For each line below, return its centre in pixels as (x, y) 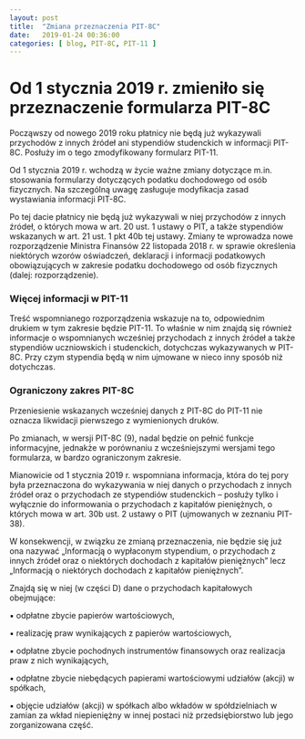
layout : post (34, 18)
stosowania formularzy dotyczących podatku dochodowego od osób (138, 180)
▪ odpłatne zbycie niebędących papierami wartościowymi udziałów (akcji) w (152, 678)
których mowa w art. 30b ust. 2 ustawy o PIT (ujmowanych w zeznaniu (142, 514)
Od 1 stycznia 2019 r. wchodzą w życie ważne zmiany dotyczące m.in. (141, 171)
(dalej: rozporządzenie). (54, 276)
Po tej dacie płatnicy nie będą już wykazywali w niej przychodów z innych (148, 217)
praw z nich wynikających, (59, 660)
